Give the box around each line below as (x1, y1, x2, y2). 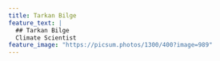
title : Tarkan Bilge (8, 11, 78, 20)
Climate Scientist (15, 33, 78, 42)
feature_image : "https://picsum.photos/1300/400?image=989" (8, 41, 214, 49)
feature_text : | (8, 19, 62, 27)
